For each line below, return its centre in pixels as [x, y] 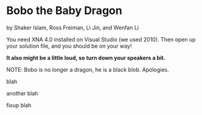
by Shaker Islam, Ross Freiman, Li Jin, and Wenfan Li [73, 28]
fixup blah [19, 105]
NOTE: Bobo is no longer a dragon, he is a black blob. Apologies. [88, 69]
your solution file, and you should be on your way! [69, 46]
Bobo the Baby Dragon [64, 11]
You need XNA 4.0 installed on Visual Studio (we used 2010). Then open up [101, 39]
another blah [22, 93]
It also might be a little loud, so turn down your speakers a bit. [86, 57]
